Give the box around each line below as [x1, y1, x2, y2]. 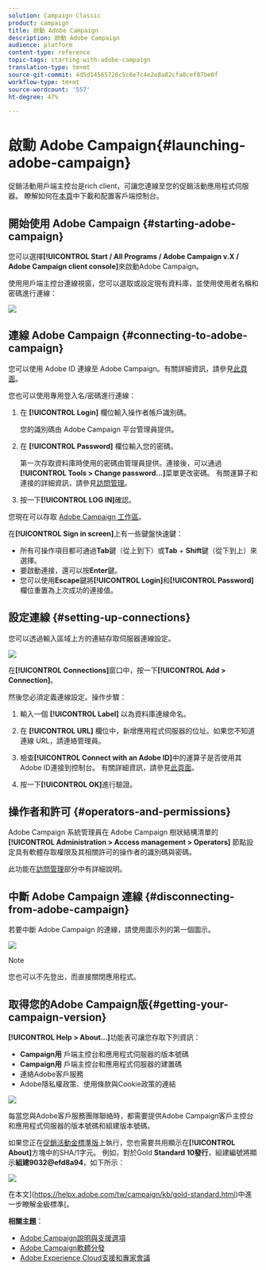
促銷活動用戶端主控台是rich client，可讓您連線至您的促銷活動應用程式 [8, 181, 236, 191]
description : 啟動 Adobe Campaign [8, 33, 121, 42]
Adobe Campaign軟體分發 [19, 1243, 106, 1253]
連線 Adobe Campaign [8, 329, 120, 343]
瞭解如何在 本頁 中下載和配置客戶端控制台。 [23, 192, 164, 201]
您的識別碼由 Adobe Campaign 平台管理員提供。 [19, 424, 179, 434]
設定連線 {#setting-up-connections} [8, 611, 191, 625]
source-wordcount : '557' [8, 85, 91, 94]
